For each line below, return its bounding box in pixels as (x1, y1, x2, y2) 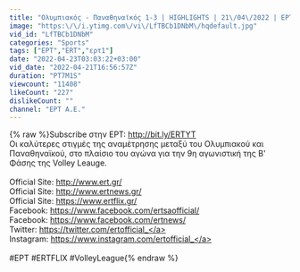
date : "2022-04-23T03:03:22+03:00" (9, 55, 142, 64)
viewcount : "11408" (9, 80, 82, 89)
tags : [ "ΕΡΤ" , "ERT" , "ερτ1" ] (9, 47, 114, 55)
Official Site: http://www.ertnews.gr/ (9, 186, 142, 197)
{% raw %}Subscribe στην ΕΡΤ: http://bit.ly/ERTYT (9, 129, 196, 140)
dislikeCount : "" (9, 96, 74, 106)
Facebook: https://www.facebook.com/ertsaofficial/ (9, 205, 200, 216)
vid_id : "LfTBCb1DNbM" (9, 30, 94, 38)
